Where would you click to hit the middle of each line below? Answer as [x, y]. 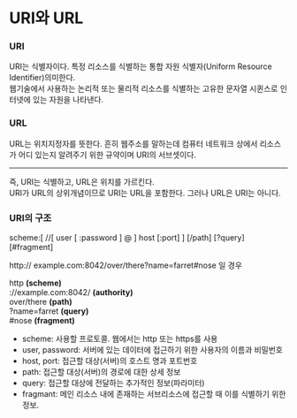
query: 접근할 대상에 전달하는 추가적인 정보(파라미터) [113, 383]
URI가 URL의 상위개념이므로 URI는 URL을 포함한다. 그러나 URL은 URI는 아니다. [145, 193]
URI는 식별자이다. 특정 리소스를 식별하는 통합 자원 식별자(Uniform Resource [141, 66]
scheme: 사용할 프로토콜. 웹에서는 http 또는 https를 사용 [120, 339]
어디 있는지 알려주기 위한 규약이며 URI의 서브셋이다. [107, 155]
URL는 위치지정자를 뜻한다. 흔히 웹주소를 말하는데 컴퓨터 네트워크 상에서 [133, 143]
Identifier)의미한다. [42, 78]
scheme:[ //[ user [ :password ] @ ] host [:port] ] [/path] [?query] [127, 238]
